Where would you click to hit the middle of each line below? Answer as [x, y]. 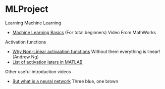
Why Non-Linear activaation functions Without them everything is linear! [86, 51]
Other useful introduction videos [38, 71]
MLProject [27, 9]
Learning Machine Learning [33, 23]
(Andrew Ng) [25, 57]
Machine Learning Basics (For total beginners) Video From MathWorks [84, 32]
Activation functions [26, 42]
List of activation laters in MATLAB [47, 62]
